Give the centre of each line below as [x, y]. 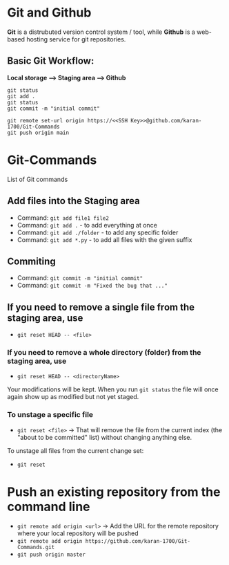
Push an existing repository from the [114, 492]
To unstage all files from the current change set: [76, 450]
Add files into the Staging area [73, 201]
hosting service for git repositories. [76, 39]
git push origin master [51, 555]
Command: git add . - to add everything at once [87, 225]
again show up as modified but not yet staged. [73, 397]
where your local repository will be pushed [78, 533]
